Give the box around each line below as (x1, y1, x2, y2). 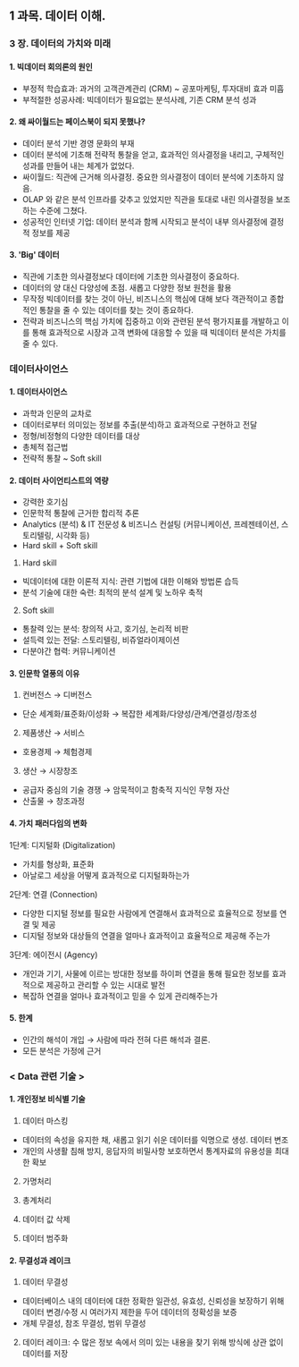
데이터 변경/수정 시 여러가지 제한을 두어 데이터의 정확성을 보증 (21, 1307, 238, 1318)
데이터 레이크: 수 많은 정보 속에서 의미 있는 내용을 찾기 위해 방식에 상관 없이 (21, 1337, 284, 1348)
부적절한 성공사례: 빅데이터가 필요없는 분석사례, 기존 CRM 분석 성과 (21, 94, 257, 105)
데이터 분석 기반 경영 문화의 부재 (21, 138, 135, 149)
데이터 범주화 (21, 1233, 69, 1244)
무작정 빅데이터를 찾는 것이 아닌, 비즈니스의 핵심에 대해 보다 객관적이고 (21, 293, 268, 304)
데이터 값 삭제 (21, 1213, 71, 1224)
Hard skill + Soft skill (21, 540, 98, 551)
